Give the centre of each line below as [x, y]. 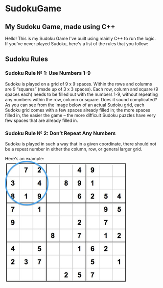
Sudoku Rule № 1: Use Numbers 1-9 [48, 73]
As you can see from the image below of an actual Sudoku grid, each [75, 105]
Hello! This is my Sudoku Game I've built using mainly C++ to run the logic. [81, 38]
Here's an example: [24, 158]
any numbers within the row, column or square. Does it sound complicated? [81, 99]
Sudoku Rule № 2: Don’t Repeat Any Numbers [60, 133]
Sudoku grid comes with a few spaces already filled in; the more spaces [78, 110]
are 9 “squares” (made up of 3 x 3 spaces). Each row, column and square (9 [82, 89]
